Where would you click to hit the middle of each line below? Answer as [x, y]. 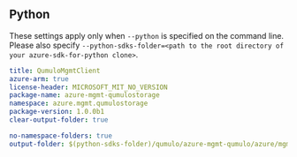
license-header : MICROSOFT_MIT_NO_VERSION [88, 87]
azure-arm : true [39, 78]
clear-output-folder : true [59, 120]
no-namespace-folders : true [61, 136]
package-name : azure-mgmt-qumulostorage [85, 95]
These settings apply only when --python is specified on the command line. [147, 35]
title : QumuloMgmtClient [55, 71]
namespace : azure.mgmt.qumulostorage [79, 104]
